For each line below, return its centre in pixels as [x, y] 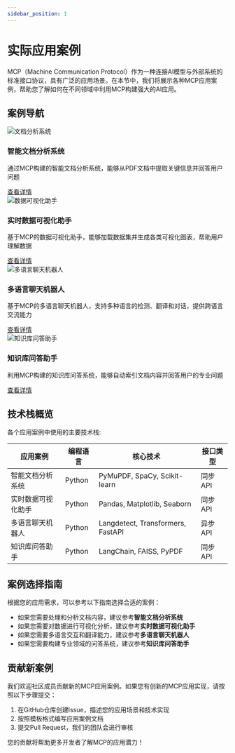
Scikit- [172, 476]
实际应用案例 [44, 51]
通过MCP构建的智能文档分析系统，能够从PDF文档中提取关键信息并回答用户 [115, 168]
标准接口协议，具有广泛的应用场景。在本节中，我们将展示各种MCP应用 [109, 80]
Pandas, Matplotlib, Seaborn [145, 504]
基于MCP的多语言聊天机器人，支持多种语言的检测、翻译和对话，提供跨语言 [115, 306]
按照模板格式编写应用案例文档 [60, 719]
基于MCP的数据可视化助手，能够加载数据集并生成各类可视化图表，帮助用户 [115, 236]
